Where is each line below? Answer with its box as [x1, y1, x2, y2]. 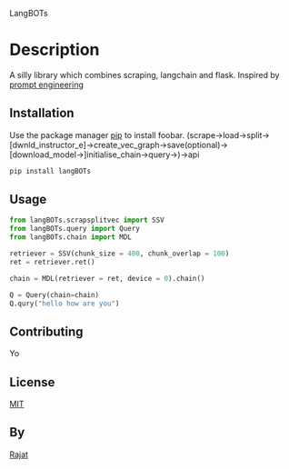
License [9, 374, 55, 390]
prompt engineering [9, 79, 85, 90]
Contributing [9, 324, 84, 339]
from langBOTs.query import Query [9, 225, 141, 234]
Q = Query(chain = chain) [9, 290, 100, 299]
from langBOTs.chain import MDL [9, 233, 132, 242]
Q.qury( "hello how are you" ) [9, 299, 120, 308]
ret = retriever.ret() [9, 257, 95, 266]
